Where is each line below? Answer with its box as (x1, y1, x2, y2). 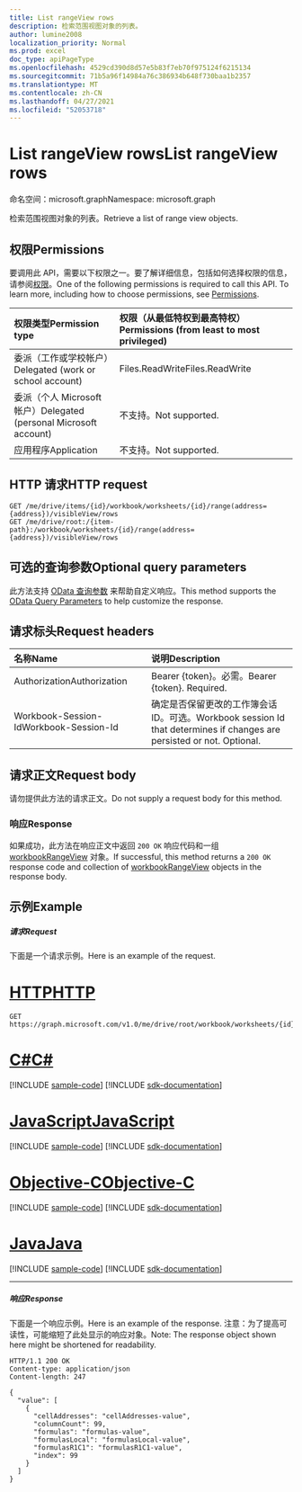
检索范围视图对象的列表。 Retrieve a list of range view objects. (9, 213, 238, 224)
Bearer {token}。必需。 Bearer (151, 670, 277, 683)
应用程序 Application (13, 444, 98, 456)
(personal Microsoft (13, 416, 97, 428)
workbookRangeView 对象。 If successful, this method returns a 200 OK (9, 851, 271, 862)
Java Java (9, 1233, 83, 1254)
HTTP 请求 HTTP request (9, 478, 148, 493)
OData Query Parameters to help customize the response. (9, 595, 224, 606)
